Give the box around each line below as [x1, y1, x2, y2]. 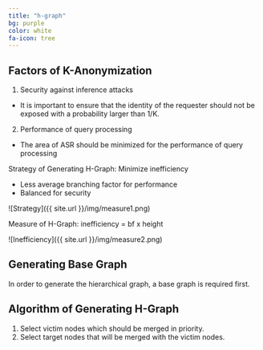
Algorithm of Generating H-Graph [8, 302, 180, 316]
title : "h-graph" [8, 11, 67, 20]
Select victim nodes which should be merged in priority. [19, 324, 204, 333]
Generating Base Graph [8, 258, 127, 272]
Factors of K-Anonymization [8, 63, 152, 77]
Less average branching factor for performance [19, 179, 178, 189]
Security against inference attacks [19, 85, 134, 95]
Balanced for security [19, 188, 91, 198]
